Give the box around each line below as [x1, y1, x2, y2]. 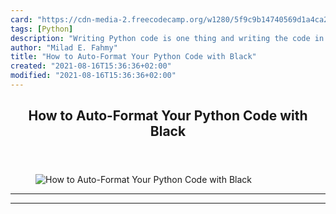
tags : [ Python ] [10, 24, 74, 34]
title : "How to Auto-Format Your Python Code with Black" [10, 52, 257, 62]
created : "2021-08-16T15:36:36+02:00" [10, 61, 172, 71]
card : [10, 14, 33, 25]
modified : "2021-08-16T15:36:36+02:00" [10, 71, 177, 81]
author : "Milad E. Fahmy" [10, 42, 118, 53]
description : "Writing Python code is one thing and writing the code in [10, 33, 325, 43]
